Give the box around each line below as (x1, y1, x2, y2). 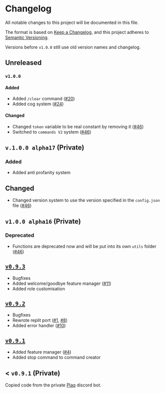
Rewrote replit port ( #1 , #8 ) (12, 317, 68, 323)
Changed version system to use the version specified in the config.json (12, 197, 160, 203)
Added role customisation (12, 285, 66, 292)
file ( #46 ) (12, 202, 32, 208)
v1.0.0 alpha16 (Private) (5, 217, 81, 225)
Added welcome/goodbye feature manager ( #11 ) (12, 280, 112, 286)
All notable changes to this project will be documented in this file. (5, 19, 139, 25)
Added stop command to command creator (12, 355, 101, 361)
